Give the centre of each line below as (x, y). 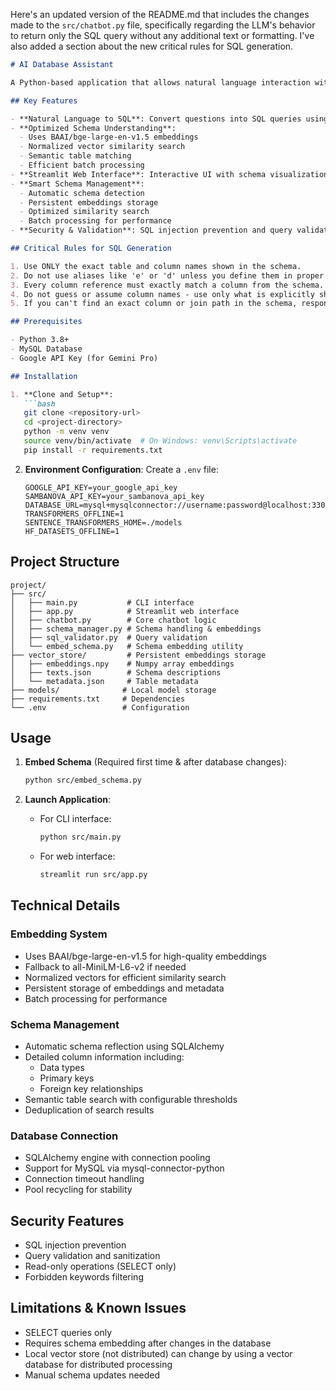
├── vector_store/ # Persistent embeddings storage (138, 655)
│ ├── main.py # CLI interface (102, 602)
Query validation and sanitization (92, 1256)
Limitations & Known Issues (98, 1308)
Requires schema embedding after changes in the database (148, 1343)
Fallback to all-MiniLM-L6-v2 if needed (105, 966)
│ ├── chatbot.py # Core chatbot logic (113, 620)
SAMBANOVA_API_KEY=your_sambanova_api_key (114, 496)
